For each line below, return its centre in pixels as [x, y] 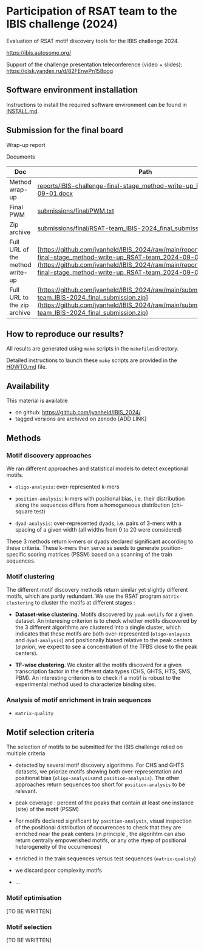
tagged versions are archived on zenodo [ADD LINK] [81, 419]
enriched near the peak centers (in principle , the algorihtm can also [100, 834]
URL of [19, 249]
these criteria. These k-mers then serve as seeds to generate [83, 547]
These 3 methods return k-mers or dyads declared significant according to [100, 541]
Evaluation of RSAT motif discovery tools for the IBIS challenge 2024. [93, 41]
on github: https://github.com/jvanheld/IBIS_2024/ [78, 413]
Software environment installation [72, 90]
